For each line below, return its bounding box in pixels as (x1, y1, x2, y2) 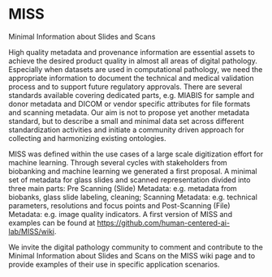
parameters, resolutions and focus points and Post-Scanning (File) (8, 200, 231, 211)
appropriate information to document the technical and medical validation (8, 73, 254, 83)
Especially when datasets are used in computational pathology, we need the (8, 64, 263, 74)
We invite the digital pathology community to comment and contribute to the (8, 242, 264, 252)
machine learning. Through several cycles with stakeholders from (8, 157, 227, 167)
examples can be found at (8, 218, 96, 228)
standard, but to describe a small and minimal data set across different (8, 116, 244, 126)
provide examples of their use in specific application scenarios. (8, 259, 220, 269)
